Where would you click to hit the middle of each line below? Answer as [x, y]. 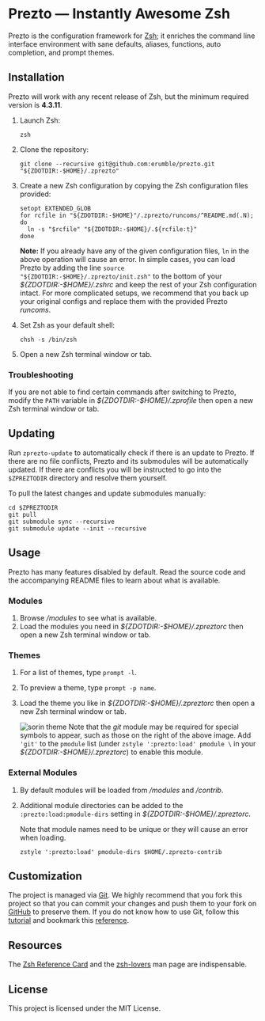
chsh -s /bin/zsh [48, 340]
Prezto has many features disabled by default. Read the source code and [127, 571]
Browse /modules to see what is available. [88, 617]
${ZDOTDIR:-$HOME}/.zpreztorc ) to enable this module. [111, 752]
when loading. [43, 837]
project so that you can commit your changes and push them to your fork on [132, 904]
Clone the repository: [54, 149]
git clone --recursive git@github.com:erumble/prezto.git [117, 164]
